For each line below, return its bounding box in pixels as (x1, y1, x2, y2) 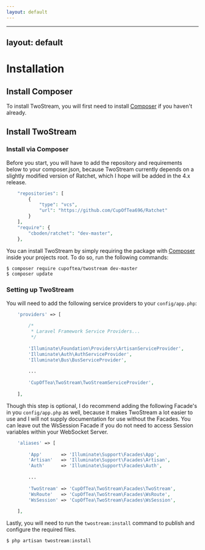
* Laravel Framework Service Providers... (31, 328, 140, 334)
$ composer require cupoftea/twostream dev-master (6, 265, 138, 271)
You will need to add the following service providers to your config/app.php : (6, 299, 197, 307)
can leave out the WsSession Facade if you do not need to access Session (6, 421, 193, 429)
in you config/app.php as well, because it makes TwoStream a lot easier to (6, 409, 193, 416)
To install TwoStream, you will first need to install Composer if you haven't (6, 102, 193, 110)
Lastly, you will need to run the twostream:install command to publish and (6, 519, 195, 527)
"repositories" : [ (17, 190, 64, 197)
